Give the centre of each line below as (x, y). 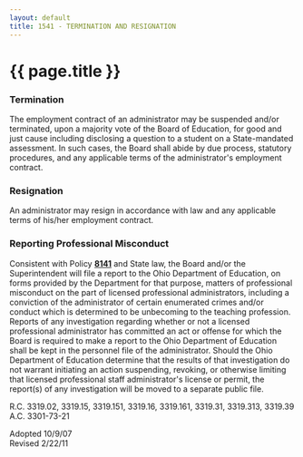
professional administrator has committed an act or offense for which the (146, 331)
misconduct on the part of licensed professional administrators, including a (150, 292)
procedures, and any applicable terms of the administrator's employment (146, 157)
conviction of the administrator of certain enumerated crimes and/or (137, 302)
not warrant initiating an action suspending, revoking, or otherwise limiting (148, 369)
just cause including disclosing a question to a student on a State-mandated (151, 138)
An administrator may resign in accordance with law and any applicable (143, 210)
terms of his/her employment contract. (82, 220)
